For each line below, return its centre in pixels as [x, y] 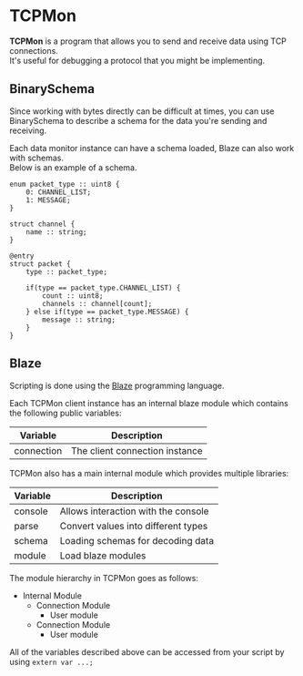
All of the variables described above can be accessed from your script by [147, 651]
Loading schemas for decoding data [137, 540]
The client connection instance [137, 450]
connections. [34, 50]
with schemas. [37, 158]
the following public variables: [66, 413]
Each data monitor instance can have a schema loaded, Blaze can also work [152, 148]
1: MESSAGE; [48, 200]
